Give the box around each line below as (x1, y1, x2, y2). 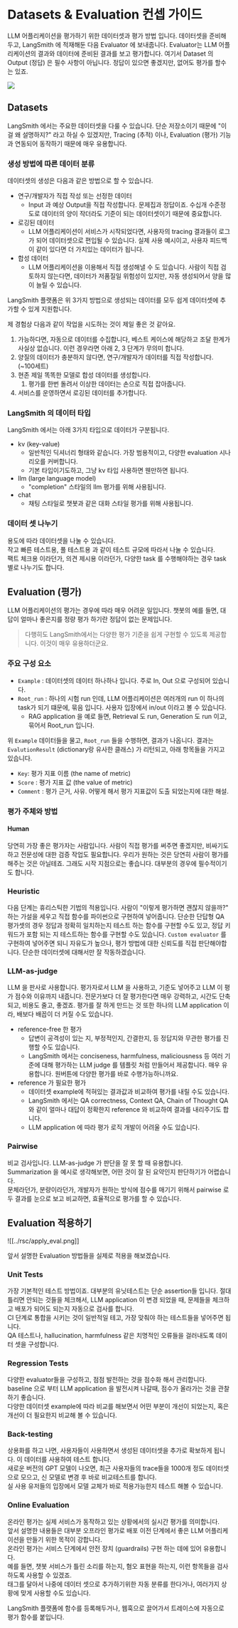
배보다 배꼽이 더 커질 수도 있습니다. (16, 1010, 114, 1018)
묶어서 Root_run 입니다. (28, 721, 94, 729)
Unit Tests (7, 1269, 44, 1279)
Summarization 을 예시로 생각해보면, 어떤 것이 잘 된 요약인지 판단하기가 (7, 1167, 207, 1176)
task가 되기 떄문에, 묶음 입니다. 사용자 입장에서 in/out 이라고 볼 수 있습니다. (17, 703, 227, 712)
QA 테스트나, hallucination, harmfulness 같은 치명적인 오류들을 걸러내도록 (7, 1331, 215, 1339)
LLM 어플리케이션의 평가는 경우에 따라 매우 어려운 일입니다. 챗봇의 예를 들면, (7, 606, 219, 615)
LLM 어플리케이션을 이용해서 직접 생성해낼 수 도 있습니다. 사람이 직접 (28, 263, 220, 272)
